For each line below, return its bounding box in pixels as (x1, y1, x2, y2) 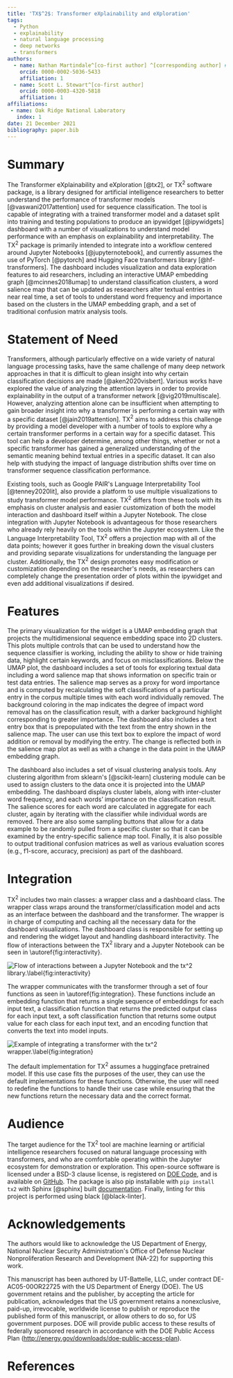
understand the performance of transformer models (7, 195, 155, 204)
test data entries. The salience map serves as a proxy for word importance (7, 678, 221, 687)
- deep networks (13, 42, 60, 49)
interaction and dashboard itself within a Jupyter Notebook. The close (7, 510, 207, 518)
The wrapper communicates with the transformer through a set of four (7, 983, 209, 991)
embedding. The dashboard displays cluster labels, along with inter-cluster (7, 788, 221, 796)
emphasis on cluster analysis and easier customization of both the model (7, 503, 216, 511)
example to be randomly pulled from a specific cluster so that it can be (7, 825, 209, 833)
